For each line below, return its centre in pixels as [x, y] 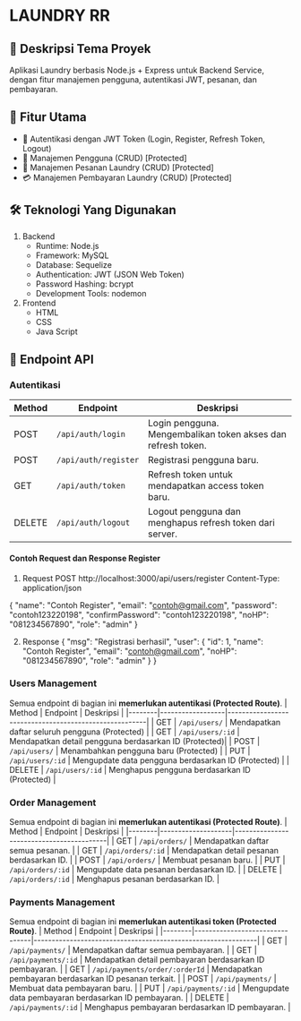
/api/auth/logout [94, 523]
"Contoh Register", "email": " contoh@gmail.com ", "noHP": [129, 651]
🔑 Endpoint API [52, 360]
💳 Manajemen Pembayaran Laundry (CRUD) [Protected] [127, 177]
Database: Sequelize [73, 264]
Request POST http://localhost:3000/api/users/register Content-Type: [151, 578]
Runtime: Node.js [68, 245]
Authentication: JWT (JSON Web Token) [110, 274]
